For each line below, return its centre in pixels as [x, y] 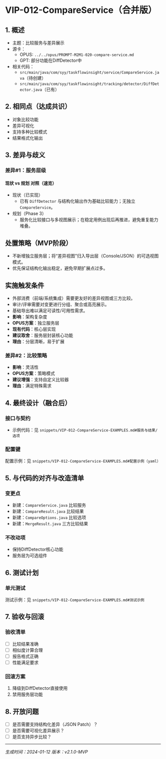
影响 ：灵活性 [25, 367]
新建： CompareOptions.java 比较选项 [49, 517]
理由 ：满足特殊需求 [32, 386]
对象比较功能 [25, 119]
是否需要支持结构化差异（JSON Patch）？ [55, 724]
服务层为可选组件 [30, 556]
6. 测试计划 [22, 573]
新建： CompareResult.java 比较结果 [48, 511]
